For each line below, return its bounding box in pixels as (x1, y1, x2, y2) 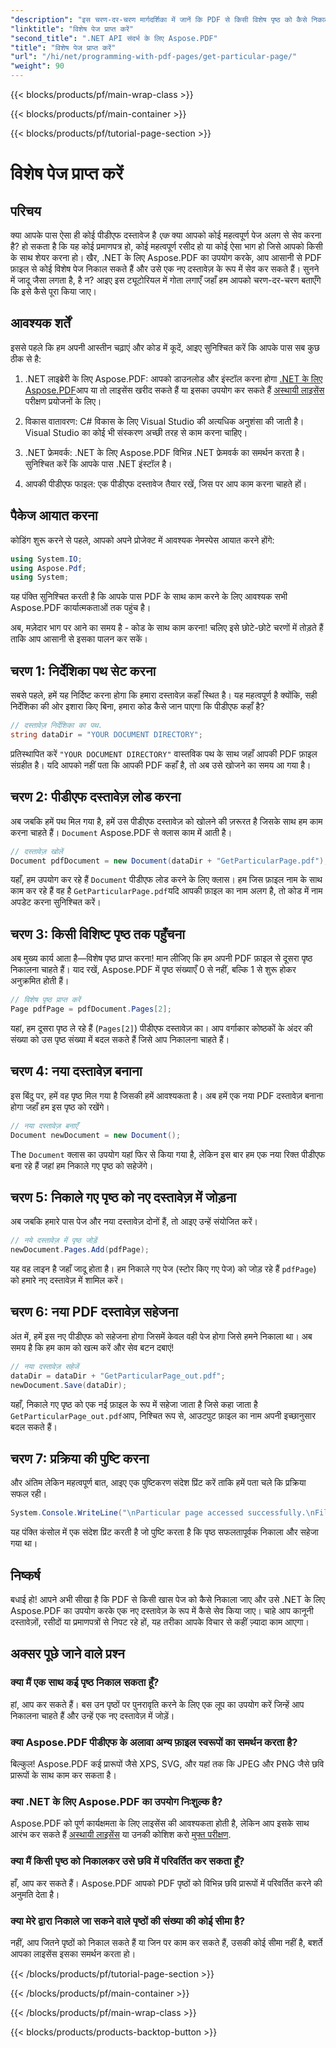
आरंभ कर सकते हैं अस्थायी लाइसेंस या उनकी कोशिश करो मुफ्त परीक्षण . (10, 1829, 232, 1841)
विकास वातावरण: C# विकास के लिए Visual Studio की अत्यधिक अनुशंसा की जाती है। (24, 415, 305, 427)
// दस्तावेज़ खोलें (10, 846, 63, 856)
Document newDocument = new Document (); (10, 1130, 182, 1140)
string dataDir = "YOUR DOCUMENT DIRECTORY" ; (10, 729, 203, 740)
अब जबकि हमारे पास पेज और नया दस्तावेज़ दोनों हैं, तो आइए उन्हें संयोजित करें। (10, 1216, 258, 1228)
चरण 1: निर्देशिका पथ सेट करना (10, 662, 157, 680)
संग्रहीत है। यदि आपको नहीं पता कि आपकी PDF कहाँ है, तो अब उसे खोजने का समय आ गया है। (10, 759, 312, 771)
